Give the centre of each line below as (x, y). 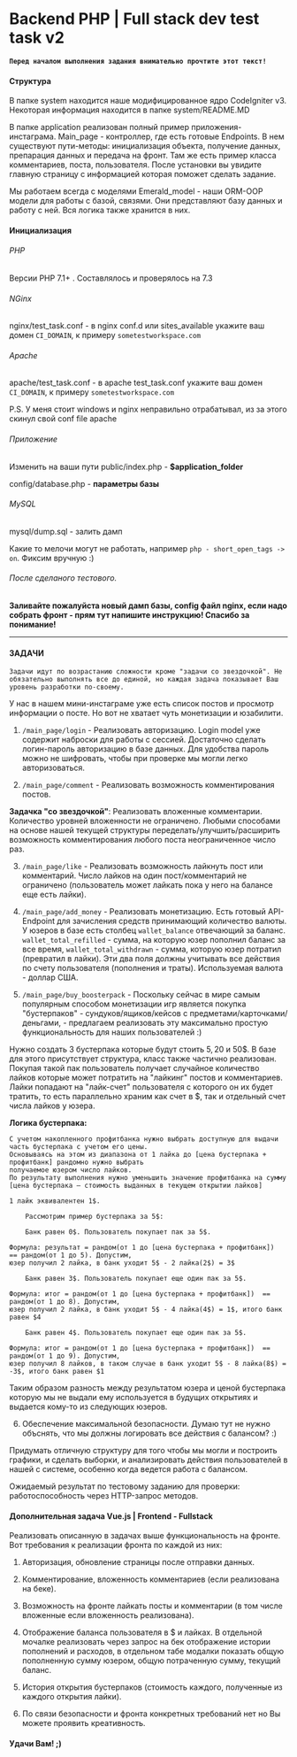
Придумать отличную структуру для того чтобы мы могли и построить (143, 1451)
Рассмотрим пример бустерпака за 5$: (95, 1217)
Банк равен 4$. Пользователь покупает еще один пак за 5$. (136, 1333)
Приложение (34, 439)
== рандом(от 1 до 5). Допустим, (71, 1256)
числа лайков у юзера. (52, 1106)
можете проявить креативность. (84, 1723)
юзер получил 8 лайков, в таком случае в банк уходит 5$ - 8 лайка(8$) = (148, 1364)
